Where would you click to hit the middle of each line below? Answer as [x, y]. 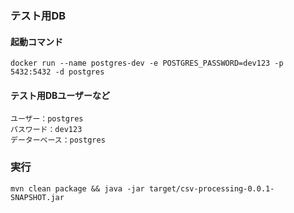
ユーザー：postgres [47, 119]
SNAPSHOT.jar [37, 197]
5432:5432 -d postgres [57, 72]
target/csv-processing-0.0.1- [211, 188]
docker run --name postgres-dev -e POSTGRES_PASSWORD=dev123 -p [147, 63]
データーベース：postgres [58, 140]
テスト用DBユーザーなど [60, 95]
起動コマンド [36, 41]
